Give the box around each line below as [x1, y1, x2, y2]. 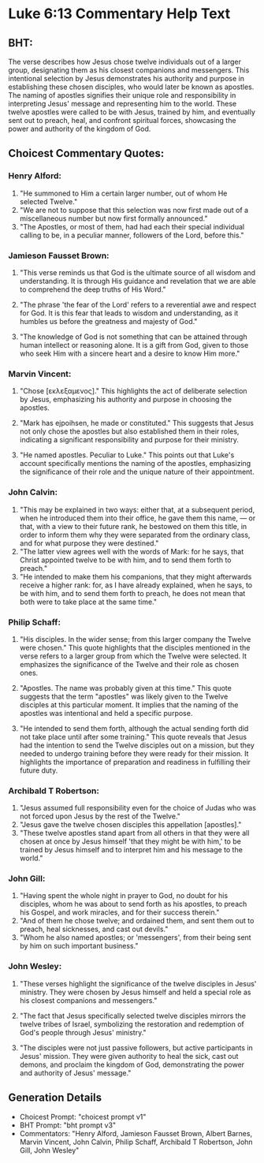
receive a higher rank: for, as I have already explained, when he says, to [19, 580, 253, 590]
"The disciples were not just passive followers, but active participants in [19, 1042, 254, 1053]
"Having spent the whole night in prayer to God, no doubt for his [19, 891, 229, 900]
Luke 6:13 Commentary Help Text [8, 5, 231, 23]
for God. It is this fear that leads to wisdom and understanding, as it [19, 308, 239, 318]
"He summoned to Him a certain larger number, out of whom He [19, 188, 228, 198]
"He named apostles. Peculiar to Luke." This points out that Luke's [19, 450, 235, 460]
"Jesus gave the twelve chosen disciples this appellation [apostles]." [19, 820, 242, 829]
